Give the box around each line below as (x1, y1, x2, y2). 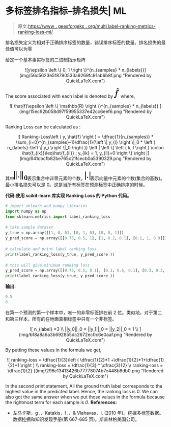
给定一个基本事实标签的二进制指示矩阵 (5, 56, 85, 62)
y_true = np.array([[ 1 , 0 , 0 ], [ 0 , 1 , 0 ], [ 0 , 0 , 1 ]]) (5, 230, 124, 236)
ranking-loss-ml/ (17, 29, 53, 35)
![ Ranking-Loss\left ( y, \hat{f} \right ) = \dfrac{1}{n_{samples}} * (17, 133, 154, 140)
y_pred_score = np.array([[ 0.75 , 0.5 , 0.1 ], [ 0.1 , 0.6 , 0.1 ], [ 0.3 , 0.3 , (5, 268, 165, 273)
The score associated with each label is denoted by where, (5, 93, 135, 99)
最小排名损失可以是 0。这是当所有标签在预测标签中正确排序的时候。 (5, 182, 148, 188)
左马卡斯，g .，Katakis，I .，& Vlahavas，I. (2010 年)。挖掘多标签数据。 (12, 410, 164, 416)
